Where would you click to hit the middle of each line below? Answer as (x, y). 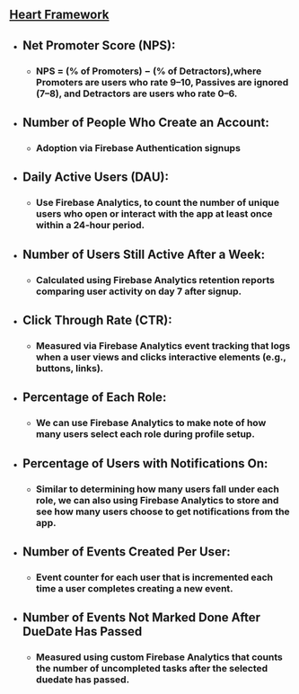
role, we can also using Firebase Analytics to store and (157, 500)
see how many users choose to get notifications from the (163, 512)
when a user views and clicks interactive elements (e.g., (161, 357)
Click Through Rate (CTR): (97, 320)
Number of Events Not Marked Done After (141, 618)
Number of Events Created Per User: (126, 552)
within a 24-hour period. (90, 226)
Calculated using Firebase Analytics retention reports (155, 280)
